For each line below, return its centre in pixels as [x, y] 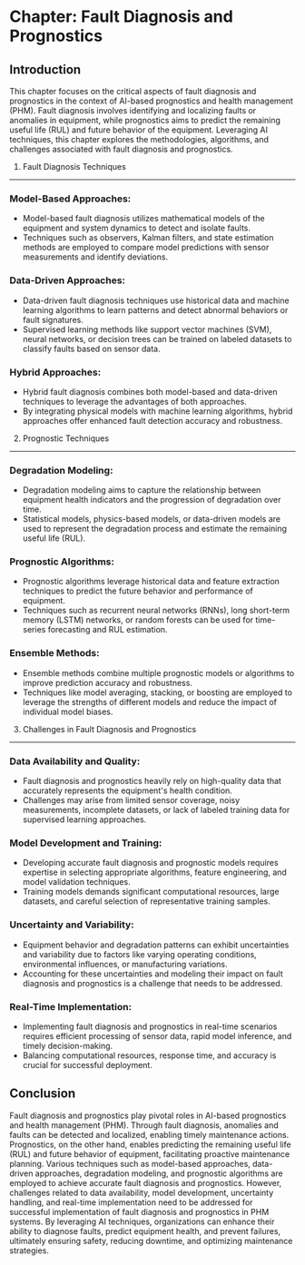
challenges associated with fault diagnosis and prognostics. [121, 149]
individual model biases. [68, 711]
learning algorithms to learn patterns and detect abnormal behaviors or [155, 309]
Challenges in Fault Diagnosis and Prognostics [109, 729]
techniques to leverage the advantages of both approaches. [134, 401]
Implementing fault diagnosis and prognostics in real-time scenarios [150, 1026]
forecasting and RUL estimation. [108, 630]
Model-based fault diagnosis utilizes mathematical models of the [143, 219]
